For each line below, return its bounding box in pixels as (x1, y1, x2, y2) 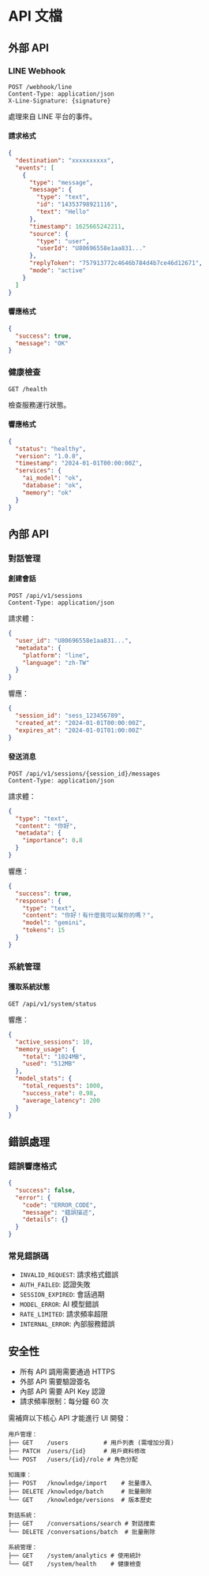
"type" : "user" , (36, 237, 90, 245)
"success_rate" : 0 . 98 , (22, 1089, 97, 1097)
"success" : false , (15, 1186, 77, 1194)
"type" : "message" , (28, 178, 93, 186)
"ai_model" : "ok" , (22, 474, 83, 482)
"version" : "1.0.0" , (15, 452, 83, 460)
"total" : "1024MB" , (22, 1052, 87, 1061)
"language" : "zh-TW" (22, 659, 90, 667)
